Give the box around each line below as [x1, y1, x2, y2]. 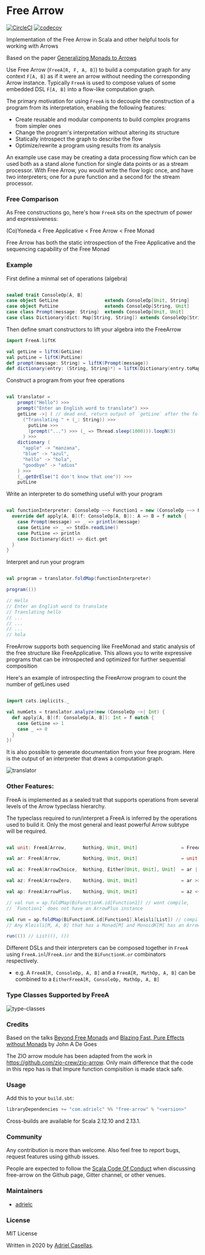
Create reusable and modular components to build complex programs [15, 116, 190, 123]
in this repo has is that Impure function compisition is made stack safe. [6, 1065, 184, 1073]
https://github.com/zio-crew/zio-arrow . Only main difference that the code [6, 1059, 193, 1066]
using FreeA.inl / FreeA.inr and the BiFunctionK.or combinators [6, 951, 166, 958]
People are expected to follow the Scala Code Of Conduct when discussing [6, 1165, 196, 1172]
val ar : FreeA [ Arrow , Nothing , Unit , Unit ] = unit [6, 855, 198, 862]
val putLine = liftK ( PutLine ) [6, 354, 84, 360]
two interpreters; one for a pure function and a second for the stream [6, 173, 180, 181]
